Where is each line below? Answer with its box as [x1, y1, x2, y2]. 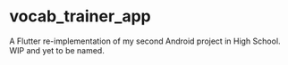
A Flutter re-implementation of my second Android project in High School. [9, 36, 281, 46]
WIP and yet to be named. [9, 45, 105, 55]
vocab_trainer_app [9, 6, 151, 27]
